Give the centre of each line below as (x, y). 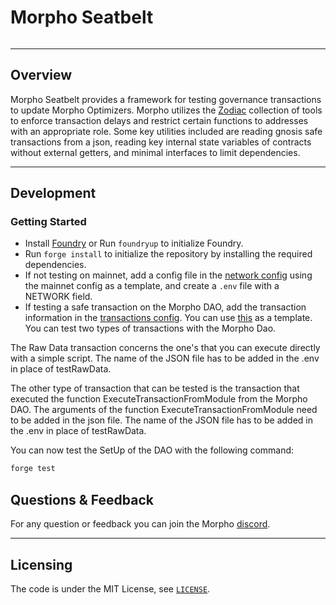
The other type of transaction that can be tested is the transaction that (155, 388)
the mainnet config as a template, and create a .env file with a (152, 286)
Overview (41, 75)
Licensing (41, 564)
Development (53, 193)
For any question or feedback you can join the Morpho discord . (140, 524)
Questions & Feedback (82, 499)
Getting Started (48, 222)
